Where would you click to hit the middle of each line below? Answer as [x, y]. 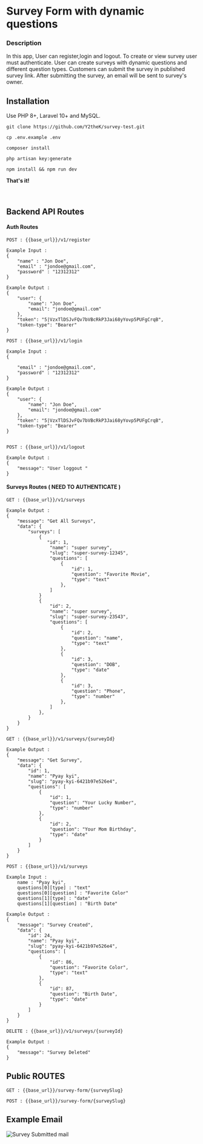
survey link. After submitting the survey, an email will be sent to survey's [96, 76]
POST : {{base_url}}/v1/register [48, 240]
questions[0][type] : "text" [54, 888]
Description [24, 43]
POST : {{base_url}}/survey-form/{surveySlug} [66, 1101]
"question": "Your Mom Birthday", [93, 829]
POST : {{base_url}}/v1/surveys [47, 867]
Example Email [35, 1119]
